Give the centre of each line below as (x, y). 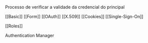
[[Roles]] (14, 26)
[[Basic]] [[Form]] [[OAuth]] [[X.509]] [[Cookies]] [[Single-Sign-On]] (74, 16)
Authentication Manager (30, 35)
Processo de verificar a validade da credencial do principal (65, 7)
